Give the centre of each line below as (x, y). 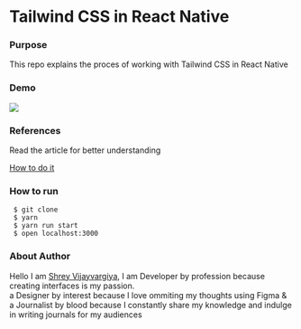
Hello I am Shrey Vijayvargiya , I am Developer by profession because (137, 276)
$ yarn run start (46, 226)
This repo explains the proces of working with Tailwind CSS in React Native (149, 64)
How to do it (32, 168)
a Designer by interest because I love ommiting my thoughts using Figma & (148, 295)
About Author (40, 257)
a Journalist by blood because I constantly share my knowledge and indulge (151, 305)
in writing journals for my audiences (76, 315)
